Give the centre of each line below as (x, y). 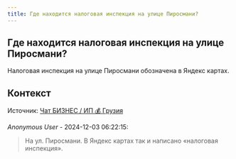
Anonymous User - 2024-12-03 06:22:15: (68, 127)
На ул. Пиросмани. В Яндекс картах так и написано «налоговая (121, 141)
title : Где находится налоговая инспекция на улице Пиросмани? (103, 14)
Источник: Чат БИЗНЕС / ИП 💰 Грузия (65, 111)
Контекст (29, 93)
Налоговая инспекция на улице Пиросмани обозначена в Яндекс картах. (118, 71)
